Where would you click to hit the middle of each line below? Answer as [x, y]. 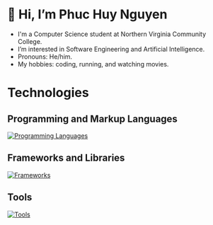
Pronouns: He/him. [45, 57]
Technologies [48, 93]
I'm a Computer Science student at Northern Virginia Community [112, 34]
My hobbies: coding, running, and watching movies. [93, 64]
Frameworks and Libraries [66, 158]
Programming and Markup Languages [93, 119]
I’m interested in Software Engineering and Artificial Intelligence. [111, 49]
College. [30, 41]
